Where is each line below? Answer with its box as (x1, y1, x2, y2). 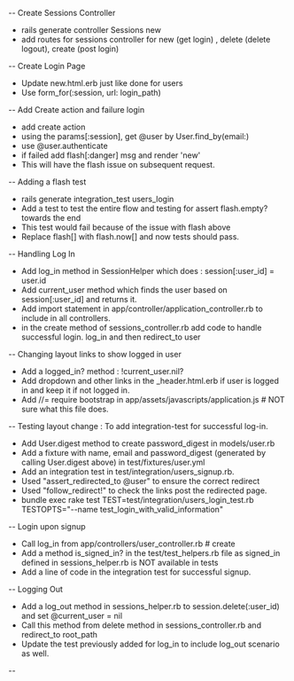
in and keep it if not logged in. (20, 385, 130, 395)
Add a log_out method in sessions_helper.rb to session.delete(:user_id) (20, 601, 280, 611)
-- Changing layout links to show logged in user (8, 349, 182, 359)
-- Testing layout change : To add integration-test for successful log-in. (8, 421, 269, 431)
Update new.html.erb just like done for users (20, 78, 183, 88)
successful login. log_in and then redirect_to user (20, 332, 201, 342)
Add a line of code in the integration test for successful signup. (20, 567, 251, 577)
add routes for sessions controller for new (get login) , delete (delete (20, 35, 271, 44)
